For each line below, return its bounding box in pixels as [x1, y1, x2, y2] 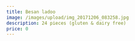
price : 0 [6, 25, 29, 32]
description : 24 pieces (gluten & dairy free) [6, 20, 126, 26]
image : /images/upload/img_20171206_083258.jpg [6, 14, 130, 20]
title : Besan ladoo [6, 8, 56, 15]
